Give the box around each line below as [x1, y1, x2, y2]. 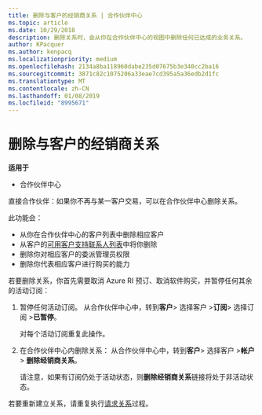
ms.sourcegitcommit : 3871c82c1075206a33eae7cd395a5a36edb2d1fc [8, 70, 220, 78]
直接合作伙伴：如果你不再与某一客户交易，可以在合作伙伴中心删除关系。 [8, 196, 242, 206]
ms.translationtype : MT [8, 77, 86, 85]
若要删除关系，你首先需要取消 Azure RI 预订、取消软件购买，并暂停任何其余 [8, 276, 253, 285]
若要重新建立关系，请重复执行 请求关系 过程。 [8, 398, 153, 409]
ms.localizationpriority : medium [8, 56, 118, 64]
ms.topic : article [8, 19, 68, 27]
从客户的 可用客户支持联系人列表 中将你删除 [19, 240, 158, 249]
